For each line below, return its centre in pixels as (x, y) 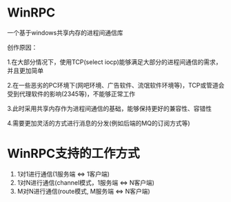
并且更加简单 (25, 70)
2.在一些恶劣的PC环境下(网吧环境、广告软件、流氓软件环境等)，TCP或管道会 (116, 85)
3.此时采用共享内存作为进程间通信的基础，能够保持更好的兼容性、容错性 (110, 108)
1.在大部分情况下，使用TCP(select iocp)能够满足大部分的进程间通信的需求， (114, 62)
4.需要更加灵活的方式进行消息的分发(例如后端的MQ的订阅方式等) (99, 123)
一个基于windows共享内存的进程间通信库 (65, 32)
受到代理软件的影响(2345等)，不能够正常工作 (71, 94)
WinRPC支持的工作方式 (73, 154)
